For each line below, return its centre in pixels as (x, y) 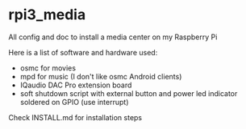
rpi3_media (47, 15)
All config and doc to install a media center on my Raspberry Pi (113, 37)
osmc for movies (48, 68)
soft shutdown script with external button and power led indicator (129, 93)
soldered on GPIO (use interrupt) (74, 102)
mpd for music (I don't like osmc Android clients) (101, 76)
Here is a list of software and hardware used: (83, 52)
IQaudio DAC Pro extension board (76, 85)
